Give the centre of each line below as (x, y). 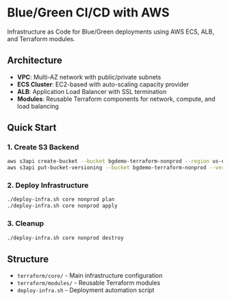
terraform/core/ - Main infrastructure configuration (90, 276)
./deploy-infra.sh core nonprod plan (61, 200)
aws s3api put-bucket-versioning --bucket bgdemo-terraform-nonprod (107, 168)
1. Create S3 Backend (43, 147)
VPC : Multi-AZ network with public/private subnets (89, 77)
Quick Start (32, 128)
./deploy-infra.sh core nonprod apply (62, 206)
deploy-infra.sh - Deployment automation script (86, 290)
